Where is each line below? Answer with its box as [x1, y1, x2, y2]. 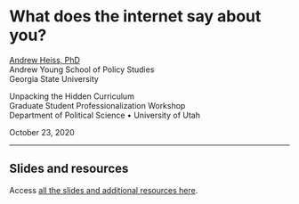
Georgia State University [9, 73, 100, 84]
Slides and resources [9, 161, 129, 176]
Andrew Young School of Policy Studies [9, 64, 155, 75]
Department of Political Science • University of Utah [9, 110, 200, 120]
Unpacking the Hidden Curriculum [9, 91, 135, 102]
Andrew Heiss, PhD [9, 54, 80, 65]
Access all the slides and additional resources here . [9, 184, 198, 195]
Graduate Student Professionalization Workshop [9, 100, 186, 110]
